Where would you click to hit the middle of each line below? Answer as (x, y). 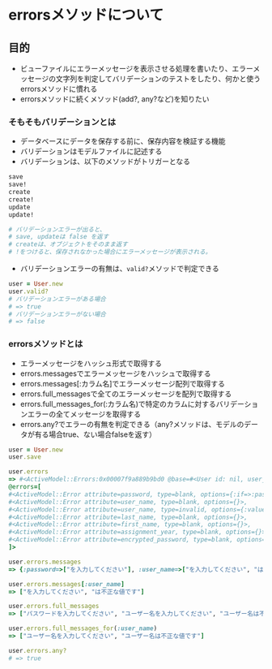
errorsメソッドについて (86, 15)
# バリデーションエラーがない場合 (57, 314)
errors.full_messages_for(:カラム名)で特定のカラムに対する (118, 404)
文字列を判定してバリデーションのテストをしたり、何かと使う (158, 79)
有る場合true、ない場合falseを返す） (95, 434)
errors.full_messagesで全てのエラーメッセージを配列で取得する (126, 394)
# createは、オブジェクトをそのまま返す (68, 244)
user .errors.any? (38, 650)
